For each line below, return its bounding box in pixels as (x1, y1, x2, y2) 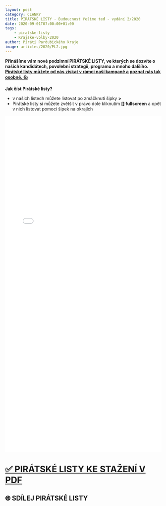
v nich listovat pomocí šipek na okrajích (12, 105, 93, 112)
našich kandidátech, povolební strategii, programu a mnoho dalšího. (5, 63, 149, 69)
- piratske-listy (14, 30, 50, 35)
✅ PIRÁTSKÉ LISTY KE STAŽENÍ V (5, 463, 146, 475)
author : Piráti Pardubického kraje (5, 40, 79, 45)
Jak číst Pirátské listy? (5, 86, 53, 92)
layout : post (5, 7, 32, 12)
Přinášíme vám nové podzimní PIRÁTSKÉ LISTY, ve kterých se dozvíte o (5, 58, 156, 64)
